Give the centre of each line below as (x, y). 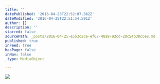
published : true (21, 41)
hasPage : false (20, 50)
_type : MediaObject (25, 59)
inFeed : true (18, 45)
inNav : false (18, 54)
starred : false (20, 32)
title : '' (15, 9)
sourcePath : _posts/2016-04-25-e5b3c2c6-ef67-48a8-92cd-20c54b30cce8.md (80, 37)
